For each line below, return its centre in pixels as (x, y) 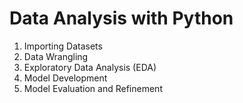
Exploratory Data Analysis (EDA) (90, 67)
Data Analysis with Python (121, 18)
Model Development (65, 78)
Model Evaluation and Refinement (93, 88)
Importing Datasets (63, 46)
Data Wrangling (56, 56)
